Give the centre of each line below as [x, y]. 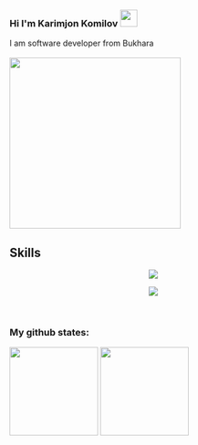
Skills [25, 252]
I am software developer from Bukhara [82, 43]
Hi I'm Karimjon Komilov [64, 23]
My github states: [49, 333]
